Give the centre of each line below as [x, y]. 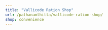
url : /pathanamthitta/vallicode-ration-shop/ [54, 15]
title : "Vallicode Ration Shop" [39, 10]
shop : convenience [25, 19]
